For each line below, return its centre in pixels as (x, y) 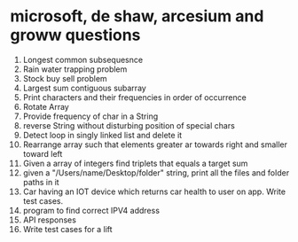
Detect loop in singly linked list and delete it (102, 135)
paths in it (41, 182)
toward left (43, 153)
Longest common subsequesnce (83, 59)
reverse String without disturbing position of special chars (129, 125)
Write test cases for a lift (68, 229)
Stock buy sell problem (65, 78)
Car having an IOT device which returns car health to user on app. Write (154, 191)
